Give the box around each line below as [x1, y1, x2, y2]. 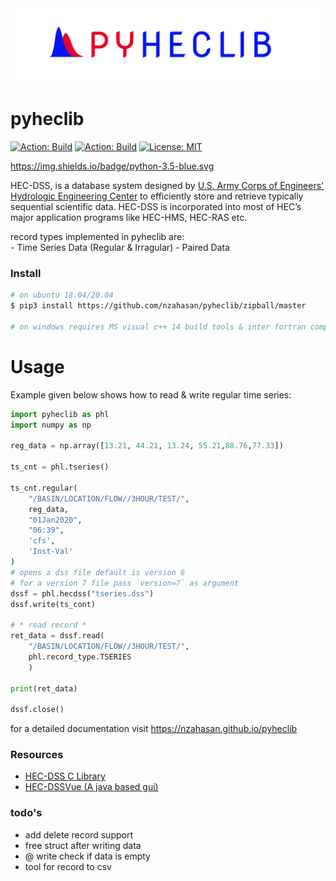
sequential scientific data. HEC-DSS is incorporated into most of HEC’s [10, 201, 302, 213]
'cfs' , [28, 536, 56, 546]
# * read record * [10, 620, 87, 631]
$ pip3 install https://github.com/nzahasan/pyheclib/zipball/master [10, 301, 307, 311]
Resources [10, 748, 64, 762]
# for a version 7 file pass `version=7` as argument [10, 578, 240, 588]
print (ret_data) [10, 683, 78, 694]
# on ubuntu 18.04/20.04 [10, 290, 114, 301]
